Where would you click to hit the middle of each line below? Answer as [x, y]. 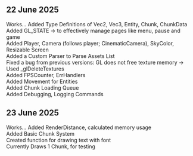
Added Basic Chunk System [40, 133]
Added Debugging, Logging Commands [55, 94]
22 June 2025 [33, 10]
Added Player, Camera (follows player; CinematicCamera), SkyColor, [90, 43]
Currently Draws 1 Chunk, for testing [51, 146]
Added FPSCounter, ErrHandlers [46, 75]
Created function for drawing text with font [59, 140]
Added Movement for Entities [42, 81]
